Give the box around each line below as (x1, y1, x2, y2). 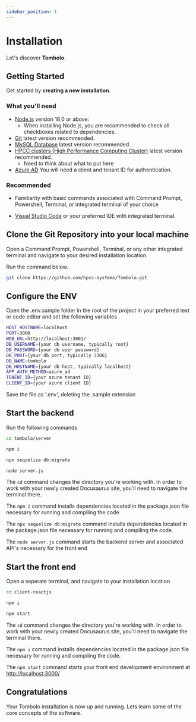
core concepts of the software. (6, 709, 82, 716)
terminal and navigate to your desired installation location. (6, 251, 148, 259)
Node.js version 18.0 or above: (14, 115, 90, 123)
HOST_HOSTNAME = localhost (6, 325, 68, 331)
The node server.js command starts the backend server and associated (6, 538, 184, 545)
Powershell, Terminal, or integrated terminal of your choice (14, 201, 159, 208)
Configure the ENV (6, 291, 77, 301)
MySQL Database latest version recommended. (14, 140, 131, 148)
